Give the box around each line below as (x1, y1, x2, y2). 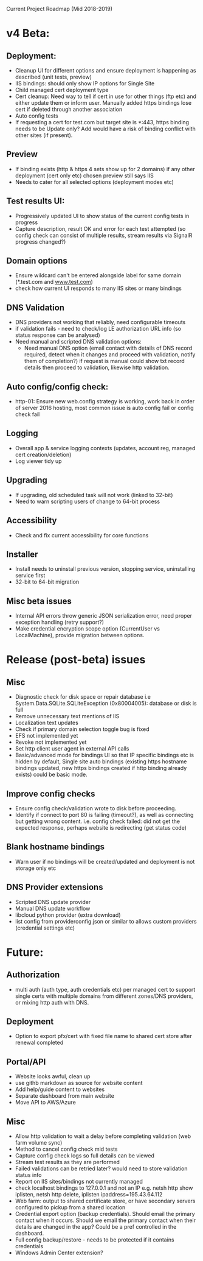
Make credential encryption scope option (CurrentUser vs (15, 625, 160, 632)
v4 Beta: (6, 27, 50, 40)
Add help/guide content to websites (15, 1086, 105, 1093)
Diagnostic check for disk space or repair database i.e (15, 693, 151, 701)
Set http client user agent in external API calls (15, 745, 129, 752)
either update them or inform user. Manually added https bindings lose (15, 99, 192, 106)
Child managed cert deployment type (15, 87, 109, 93)
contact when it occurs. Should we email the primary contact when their (15, 1217, 196, 1224)
